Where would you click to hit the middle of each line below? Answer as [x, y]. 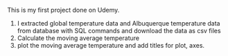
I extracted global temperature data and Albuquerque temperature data [119, 23]
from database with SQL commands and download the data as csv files [119, 31]
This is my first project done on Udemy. [63, 10]
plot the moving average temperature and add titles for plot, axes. [111, 45]
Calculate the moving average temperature [78, 38]
